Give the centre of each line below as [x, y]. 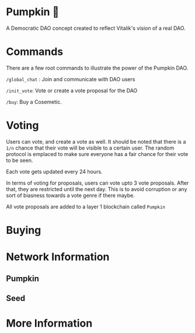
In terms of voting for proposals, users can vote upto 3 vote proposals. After [97, 183]
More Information [49, 323]
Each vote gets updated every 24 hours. [54, 171]
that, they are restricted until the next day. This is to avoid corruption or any [97, 189]
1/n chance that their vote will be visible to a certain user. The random [90, 148]
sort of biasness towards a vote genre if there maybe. [71, 195]
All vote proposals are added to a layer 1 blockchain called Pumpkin [86, 206]
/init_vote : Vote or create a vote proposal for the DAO [72, 91]
